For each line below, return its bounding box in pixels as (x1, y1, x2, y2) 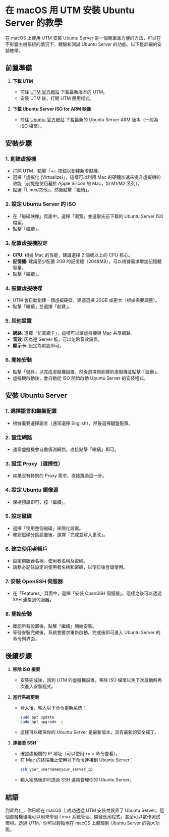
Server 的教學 (5, 17, 63, 29)
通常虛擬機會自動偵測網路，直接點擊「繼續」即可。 (12, 446, 119, 452)
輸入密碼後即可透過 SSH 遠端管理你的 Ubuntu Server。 (20, 777, 134, 783)
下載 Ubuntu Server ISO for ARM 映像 (12, 106, 91, 112)
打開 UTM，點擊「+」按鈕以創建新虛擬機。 (12, 168, 102, 174)
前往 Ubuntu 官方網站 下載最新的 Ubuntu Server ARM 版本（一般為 (20, 117, 158, 123)
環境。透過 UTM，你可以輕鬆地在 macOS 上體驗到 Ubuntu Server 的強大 (5, 820, 155, 826)
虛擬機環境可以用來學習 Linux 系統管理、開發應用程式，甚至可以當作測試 (9, 813, 160, 819)
